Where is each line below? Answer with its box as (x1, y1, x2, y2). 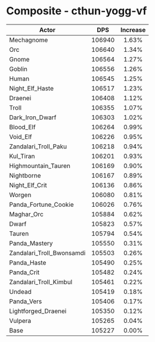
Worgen (9, 191, 32, 199)
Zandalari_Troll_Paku (9, 142, 67, 150)
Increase (120, 26, 146, 34)
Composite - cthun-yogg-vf (6, 4, 147, 18)
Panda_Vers (9, 297, 42, 305)
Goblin (9, 64, 28, 73)
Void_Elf (9, 132, 32, 141)
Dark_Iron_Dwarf (9, 113, 57, 122)
